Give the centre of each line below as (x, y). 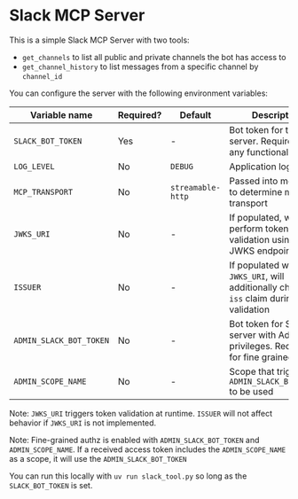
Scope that (252, 371)
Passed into (254, 181)
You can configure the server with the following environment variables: (139, 93)
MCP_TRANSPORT (43, 192)
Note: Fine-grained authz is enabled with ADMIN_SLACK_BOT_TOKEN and (134, 440)
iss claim (248, 298)
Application (253, 167)
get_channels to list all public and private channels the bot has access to (154, 57)
